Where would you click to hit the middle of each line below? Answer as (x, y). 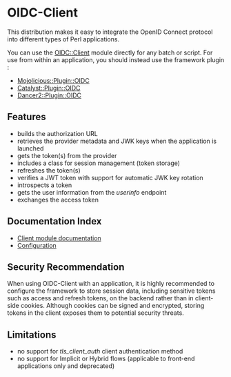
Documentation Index (54, 221)
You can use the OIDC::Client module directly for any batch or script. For (110, 52)
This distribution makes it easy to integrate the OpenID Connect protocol (110, 32)
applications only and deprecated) (66, 366)
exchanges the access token (58, 200)
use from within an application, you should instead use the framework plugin (116, 59)
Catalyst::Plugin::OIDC (49, 88)
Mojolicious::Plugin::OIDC (53, 80)
